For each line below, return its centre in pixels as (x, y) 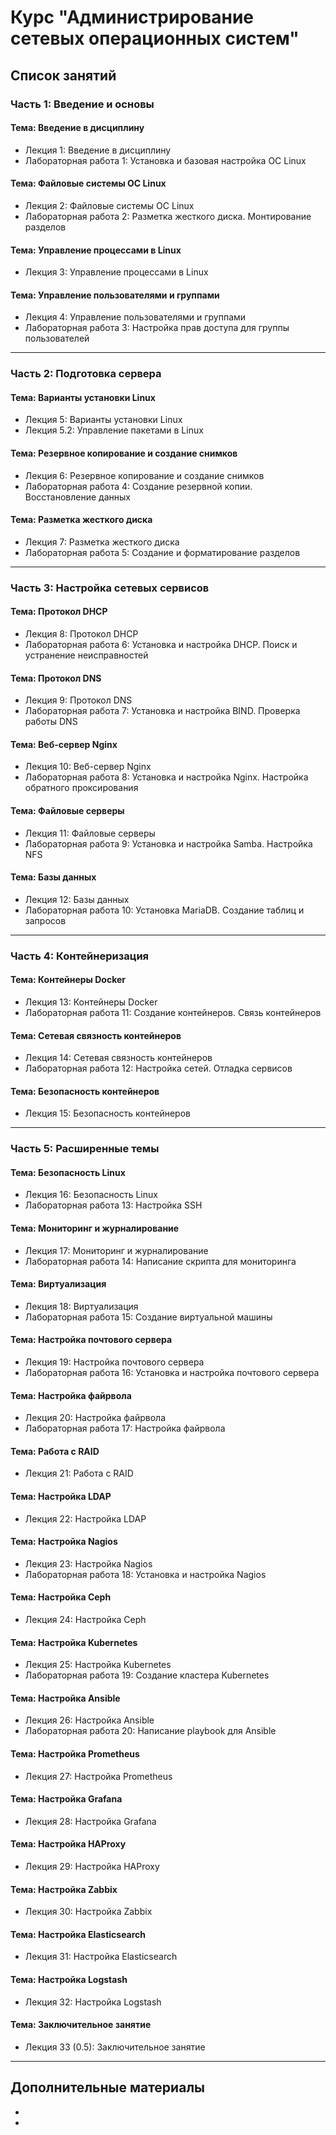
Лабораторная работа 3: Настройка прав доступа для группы (157, 328)
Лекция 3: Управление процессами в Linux (116, 272)
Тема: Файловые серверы (67, 810)
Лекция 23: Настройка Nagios (88, 1563)
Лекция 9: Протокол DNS (78, 700)
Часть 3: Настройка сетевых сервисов (110, 588)
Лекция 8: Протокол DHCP (81, 633)
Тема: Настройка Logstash (69, 1980)
